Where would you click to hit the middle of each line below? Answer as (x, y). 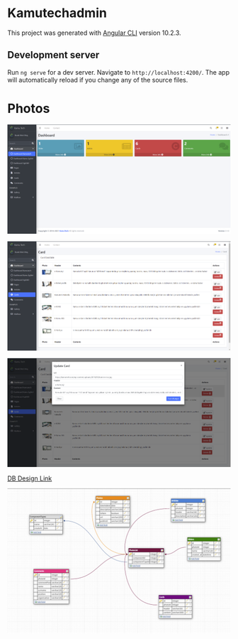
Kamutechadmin (57, 13)
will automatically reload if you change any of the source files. (98, 80)
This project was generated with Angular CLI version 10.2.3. (95, 33)
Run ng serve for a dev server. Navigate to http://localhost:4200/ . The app (119, 72)
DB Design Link (30, 478)
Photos (29, 108)
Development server (53, 55)
